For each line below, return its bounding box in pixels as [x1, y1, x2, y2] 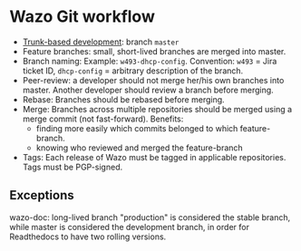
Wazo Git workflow [9, 6, 156, 27]
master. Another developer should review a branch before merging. [22, 84, 274, 95]
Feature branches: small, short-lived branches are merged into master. [22, 45, 286, 56]
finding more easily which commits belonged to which [35, 122, 238, 133]
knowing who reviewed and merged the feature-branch [35, 142, 243, 153]
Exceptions [9, 188, 74, 203]
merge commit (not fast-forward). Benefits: [22, 113, 184, 124]
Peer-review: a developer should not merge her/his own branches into [22, 74, 285, 85]
